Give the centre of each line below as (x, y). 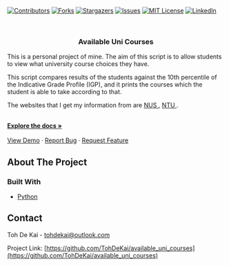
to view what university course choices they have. (78, 64)
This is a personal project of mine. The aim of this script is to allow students (114, 57)
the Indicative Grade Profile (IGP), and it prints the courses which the (105, 85)
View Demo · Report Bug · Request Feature (68, 140)
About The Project (47, 162)
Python (27, 197)
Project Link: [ (27, 248)
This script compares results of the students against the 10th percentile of (112, 77)
